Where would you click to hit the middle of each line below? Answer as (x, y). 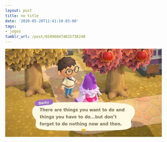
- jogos (13, 32)
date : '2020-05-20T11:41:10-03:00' (42, 21)
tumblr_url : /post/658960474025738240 (45, 37)
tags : (11, 26)
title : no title (22, 16)
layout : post (19, 10)
